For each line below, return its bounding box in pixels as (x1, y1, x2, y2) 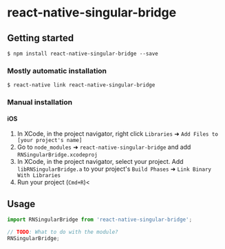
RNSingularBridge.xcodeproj (17, 152, 98, 158)
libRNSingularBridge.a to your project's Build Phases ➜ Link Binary (17, 165, 212, 173)
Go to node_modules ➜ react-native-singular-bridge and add (17, 143, 191, 152)
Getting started (7, 32, 74, 44)
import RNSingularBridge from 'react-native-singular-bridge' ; (7, 216, 193, 224)
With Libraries (17, 172, 61, 179)
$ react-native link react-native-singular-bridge (7, 82, 156, 88)
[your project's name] (17, 137, 83, 144)
